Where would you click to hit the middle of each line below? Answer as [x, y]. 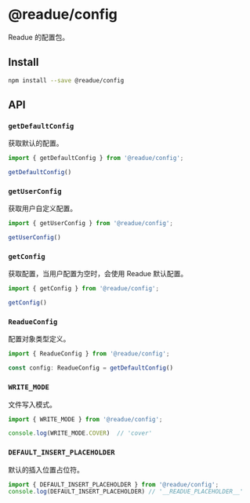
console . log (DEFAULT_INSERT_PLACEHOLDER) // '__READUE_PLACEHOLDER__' [126, 492]
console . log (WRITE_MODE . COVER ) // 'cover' [80, 433]
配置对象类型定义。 [39, 339]
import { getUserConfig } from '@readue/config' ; [91, 224]
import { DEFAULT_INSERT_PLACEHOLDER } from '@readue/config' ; [114, 484]
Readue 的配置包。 [38, 37]
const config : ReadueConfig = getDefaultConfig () [91, 368]
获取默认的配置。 [36, 144]
